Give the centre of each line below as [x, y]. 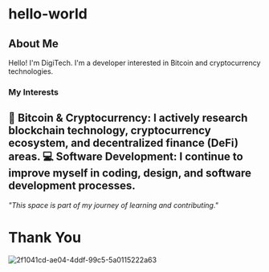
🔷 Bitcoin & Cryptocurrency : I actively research [128, 118]
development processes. [72, 186]
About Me [33, 44]
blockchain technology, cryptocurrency [110, 130]
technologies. [31, 71]
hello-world [48, 14]
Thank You [45, 237]
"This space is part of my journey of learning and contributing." [114, 205]
